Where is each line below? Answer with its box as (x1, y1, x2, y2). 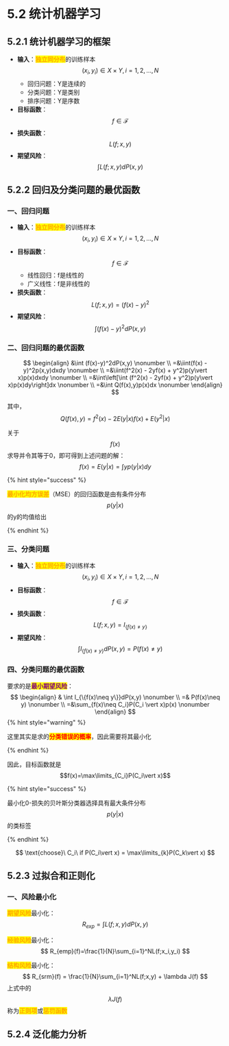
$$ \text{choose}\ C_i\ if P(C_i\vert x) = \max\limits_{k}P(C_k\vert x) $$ (15, 848, 215, 857)
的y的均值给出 (7, 512, 47, 521)
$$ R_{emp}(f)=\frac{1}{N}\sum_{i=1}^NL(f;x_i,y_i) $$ (40, 947, 191, 956)
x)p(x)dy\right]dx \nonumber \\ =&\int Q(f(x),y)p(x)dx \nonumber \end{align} (8, 380, 223, 389)
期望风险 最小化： (7, 909, 56, 917)
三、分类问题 (7, 544, 50, 554)
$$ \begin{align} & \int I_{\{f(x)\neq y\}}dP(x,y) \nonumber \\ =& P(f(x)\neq (10, 693, 221, 701)
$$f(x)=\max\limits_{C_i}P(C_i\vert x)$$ (59, 771, 171, 779)
